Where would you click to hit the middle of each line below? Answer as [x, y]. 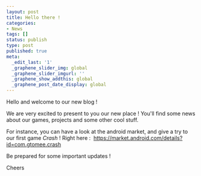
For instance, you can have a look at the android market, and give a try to [97, 131]
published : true [27, 51]
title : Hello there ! [33, 17]
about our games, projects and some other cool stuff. [72, 120]
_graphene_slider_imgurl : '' [48, 74]
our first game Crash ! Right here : [49, 138]
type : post [20, 46]
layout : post [23, 12]
